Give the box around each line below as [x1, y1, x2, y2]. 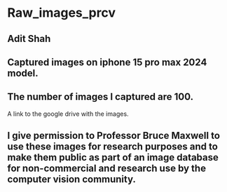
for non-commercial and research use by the [7, 163, 207, 175]
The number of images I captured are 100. [7, 91, 194, 103]
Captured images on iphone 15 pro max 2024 [7, 56, 207, 68]
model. [7, 67, 39, 79]
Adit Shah [7, 33, 51, 45]
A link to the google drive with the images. [7, 110, 129, 118]
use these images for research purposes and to [7, 141, 219, 153]
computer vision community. [7, 173, 137, 186]
